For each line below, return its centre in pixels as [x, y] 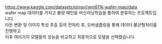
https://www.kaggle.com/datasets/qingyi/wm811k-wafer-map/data [71, 7]
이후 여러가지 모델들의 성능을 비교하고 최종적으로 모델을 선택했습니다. [70, 37]
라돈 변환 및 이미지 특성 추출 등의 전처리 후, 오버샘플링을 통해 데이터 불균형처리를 [81, 25]
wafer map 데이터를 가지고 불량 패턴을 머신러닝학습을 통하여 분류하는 [71, 13]
